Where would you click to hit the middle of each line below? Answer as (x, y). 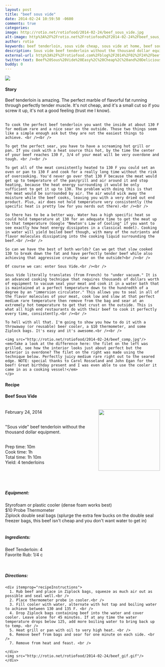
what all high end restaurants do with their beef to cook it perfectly (81, 310)
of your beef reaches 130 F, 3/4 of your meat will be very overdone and (82, 155)
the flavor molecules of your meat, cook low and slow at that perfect (80, 297)
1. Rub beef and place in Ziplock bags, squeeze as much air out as (81, 592)
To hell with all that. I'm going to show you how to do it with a (76, 322)
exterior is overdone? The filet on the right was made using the (74, 352)
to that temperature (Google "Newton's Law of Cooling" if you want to (80, 224)
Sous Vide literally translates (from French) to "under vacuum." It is (81, 275)
